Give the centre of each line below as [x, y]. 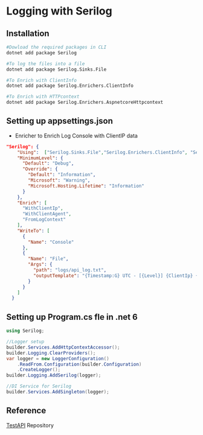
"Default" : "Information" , [62, 175]
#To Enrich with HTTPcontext [43, 97]
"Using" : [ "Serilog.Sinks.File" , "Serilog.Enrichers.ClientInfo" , [102, 152]
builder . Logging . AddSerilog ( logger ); [54, 375]
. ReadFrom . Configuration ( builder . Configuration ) [79, 364]
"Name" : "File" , [48, 259]
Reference [26, 411]
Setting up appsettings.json [60, 121]
